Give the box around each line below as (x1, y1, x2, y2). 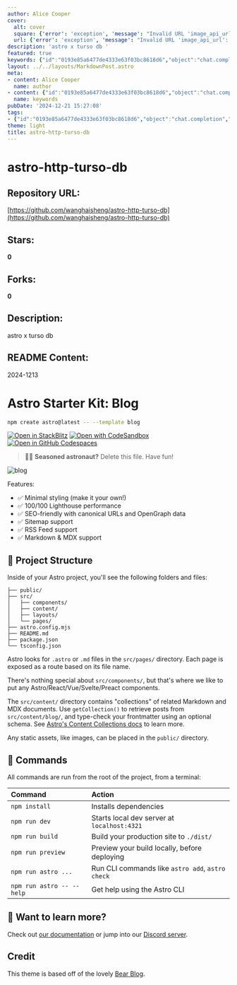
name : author (13, 83, 52, 90)
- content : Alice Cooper (7, 76, 80, 83)
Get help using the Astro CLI (91, 885, 185, 894)
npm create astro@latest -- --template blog (7, 419, 140, 426)
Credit (7, 950, 35, 962)
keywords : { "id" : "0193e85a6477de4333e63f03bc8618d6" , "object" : (7, 57, 197, 64)
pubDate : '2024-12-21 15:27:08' (7, 103, 102, 110)
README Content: (7, 351, 89, 364)
